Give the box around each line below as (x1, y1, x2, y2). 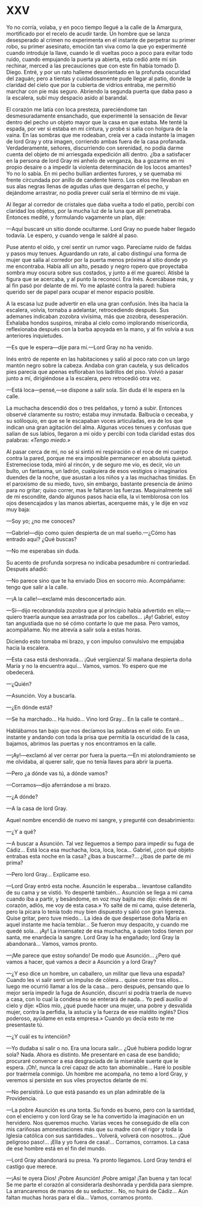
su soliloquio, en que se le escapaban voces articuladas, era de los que (6, 417, 183, 424)
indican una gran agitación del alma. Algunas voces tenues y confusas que (6, 423, 192, 431)
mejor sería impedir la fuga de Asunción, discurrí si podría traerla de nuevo (6, 989, 192, 996)
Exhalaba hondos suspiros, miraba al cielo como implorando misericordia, (6, 319, 189, 326)
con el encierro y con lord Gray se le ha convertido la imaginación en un (6, 1112, 185, 1120)
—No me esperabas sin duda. (6, 547, 80, 554)
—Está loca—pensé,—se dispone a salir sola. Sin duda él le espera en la (6, 386, 185, 393)
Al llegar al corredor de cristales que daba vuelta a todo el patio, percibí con (6, 200, 195, 208)
